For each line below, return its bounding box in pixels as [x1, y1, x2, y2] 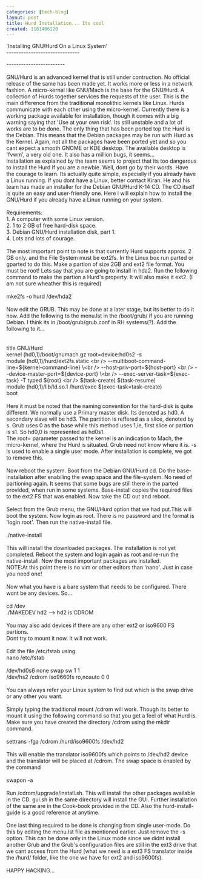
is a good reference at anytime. [21, 809, 100, 816]
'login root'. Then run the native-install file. [6, 518, 112, 526]
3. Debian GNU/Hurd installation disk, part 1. [6, 228, 116, 236]
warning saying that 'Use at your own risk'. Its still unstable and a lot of [6, 119, 183, 126]
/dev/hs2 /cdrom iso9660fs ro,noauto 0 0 [6, 673, 110, 680]
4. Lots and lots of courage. [6, 235, 75, 242]
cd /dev [6, 602, 25, 610]
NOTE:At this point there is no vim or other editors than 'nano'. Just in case [6, 564, 193, 571]
